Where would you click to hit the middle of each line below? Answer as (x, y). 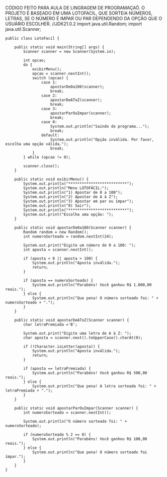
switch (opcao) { (50, 78)
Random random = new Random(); (56, 232)
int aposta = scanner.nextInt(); (58, 250)
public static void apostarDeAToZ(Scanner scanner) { (72, 320)
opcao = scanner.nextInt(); (62, 73)
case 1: (49, 83)
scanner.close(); (41, 166)
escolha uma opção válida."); (37, 144)
